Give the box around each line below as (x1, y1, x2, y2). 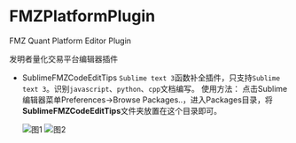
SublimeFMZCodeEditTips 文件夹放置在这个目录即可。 (21, 105, 222, 116)
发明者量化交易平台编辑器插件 (9, 53, 118, 64)
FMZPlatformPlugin (9, 6, 156, 26)
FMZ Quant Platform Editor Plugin (9, 35, 131, 46)
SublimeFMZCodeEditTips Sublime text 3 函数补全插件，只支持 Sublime (21, 72, 281, 83)
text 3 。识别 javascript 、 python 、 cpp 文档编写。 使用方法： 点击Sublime (21, 83, 288, 94)
